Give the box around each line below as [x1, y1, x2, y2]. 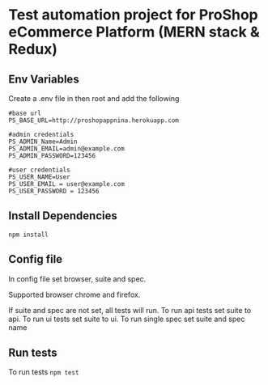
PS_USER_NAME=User [8, 173, 70, 181]
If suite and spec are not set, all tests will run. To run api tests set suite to [8, 305, 252, 315]
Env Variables [8, 72, 79, 86]
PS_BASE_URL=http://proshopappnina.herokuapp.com [8, 116, 180, 125]
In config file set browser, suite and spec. [8, 273, 147, 284]
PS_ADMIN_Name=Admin [8, 137, 79, 146]
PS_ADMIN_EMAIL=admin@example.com [8, 145, 125, 153]
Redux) [8, 40, 58, 58]
